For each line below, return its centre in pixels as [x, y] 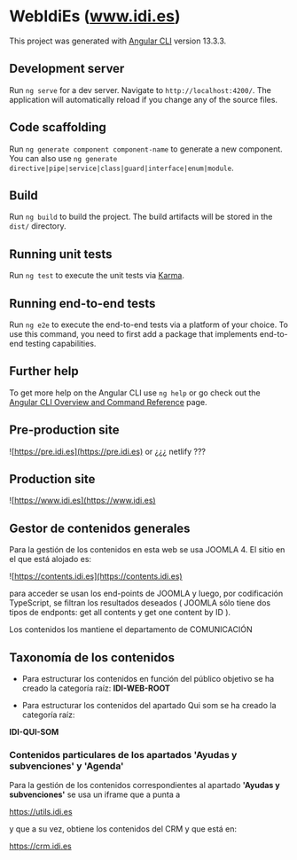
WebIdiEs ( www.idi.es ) [95, 16]
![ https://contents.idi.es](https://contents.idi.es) [96, 576]
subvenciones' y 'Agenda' [66, 766]
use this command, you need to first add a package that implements [133, 334]
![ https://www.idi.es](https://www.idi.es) [83, 500]
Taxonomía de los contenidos [92, 657]
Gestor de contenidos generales [100, 528]
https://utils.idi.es [41, 812]
